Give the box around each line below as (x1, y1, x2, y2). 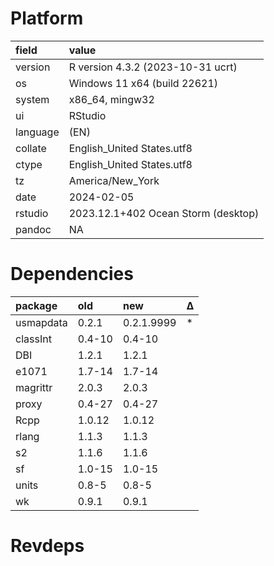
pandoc (15, 222, 52, 236)
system (15, 92, 50, 106)
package (15, 298, 58, 312)
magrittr (15, 380, 53, 394)
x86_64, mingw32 (68, 92, 155, 106)
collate (15, 141, 47, 155)
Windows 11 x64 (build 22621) (68, 76, 219, 90)
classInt (15, 332, 52, 346)
